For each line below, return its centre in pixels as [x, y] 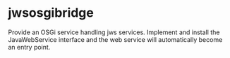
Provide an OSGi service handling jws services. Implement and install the [114, 32]
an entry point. [29, 47]
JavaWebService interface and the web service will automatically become [115, 39]
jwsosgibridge [51, 13]
